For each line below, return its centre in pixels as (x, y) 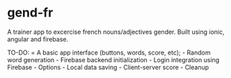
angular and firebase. (38, 39)
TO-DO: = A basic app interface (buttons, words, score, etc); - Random (109, 52)
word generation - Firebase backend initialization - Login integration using (113, 59)
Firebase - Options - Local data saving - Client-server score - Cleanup (108, 67)
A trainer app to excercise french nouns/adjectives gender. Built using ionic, (116, 32)
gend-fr (30, 13)
